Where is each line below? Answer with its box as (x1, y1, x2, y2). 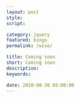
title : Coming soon (6, 54, 56, 60)
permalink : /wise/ (6, 43, 53, 49)
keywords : (6, 71, 32, 77)
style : (6, 15, 23, 21)
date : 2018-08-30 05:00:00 (6, 82, 75, 88)
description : (6, 65, 39, 71)
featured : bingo (6, 37, 47, 43)
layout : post (6, 9, 39, 15)
